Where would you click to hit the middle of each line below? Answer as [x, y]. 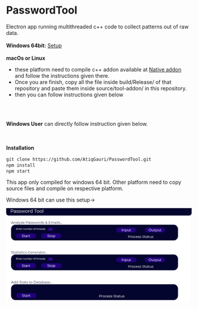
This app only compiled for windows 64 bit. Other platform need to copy [94, 182]
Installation [20, 148]
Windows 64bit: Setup [34, 45]
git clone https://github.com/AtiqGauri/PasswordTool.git [79, 159]
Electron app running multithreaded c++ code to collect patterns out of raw [98, 27]
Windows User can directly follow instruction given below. [77, 123]
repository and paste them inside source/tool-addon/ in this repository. [101, 88]
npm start [18, 171]
